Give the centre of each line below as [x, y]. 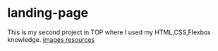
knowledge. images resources [51, 39]
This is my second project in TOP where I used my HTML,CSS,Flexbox [109, 32]
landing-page [48, 13]
